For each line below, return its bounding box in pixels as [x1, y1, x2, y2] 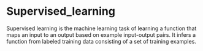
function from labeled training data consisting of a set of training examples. [6, 37, 196, 45]
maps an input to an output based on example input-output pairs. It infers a [6, 31, 196, 38]
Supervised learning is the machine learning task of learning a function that [6, 25, 197, 32]
